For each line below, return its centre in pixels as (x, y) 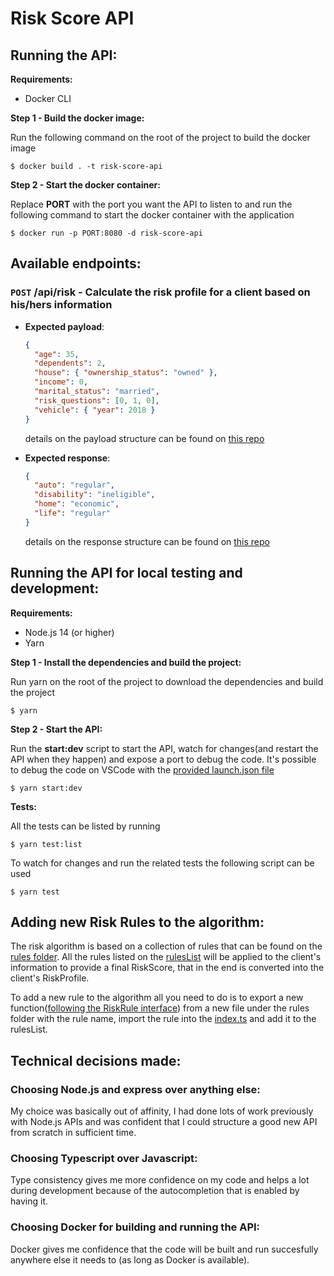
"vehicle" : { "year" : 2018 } (95, 410)
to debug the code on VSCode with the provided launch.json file (142, 769)
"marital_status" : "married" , (97, 392)
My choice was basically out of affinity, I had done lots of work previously (162, 1111)
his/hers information (61, 305)
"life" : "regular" (72, 513)
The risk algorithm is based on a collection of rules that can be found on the (166, 946)
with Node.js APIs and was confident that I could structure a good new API (164, 1122)
